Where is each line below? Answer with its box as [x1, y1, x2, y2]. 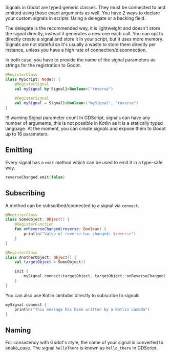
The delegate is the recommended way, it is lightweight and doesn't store [5, 25, 160, 31]
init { [14, 269, 29, 274]
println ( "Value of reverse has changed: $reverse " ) [24, 231, 137, 236]
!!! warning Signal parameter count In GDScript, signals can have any [5, 115, 151, 121]
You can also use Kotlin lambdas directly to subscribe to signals [5, 292, 140, 298]
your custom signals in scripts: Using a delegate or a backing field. [5, 15, 146, 21]
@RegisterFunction [14, 222, 54, 227]
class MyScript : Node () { [5, 77, 60, 82]
